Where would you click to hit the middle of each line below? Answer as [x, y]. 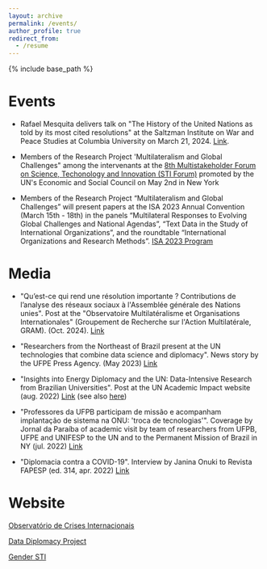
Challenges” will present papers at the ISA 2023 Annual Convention [132, 207]
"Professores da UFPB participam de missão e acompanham [121, 412]
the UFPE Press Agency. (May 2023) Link [89, 363]
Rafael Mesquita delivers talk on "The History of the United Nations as [136, 124]
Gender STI [27, 556]
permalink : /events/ [43, 23]
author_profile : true [45, 31]
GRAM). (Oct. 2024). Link [62, 331]
